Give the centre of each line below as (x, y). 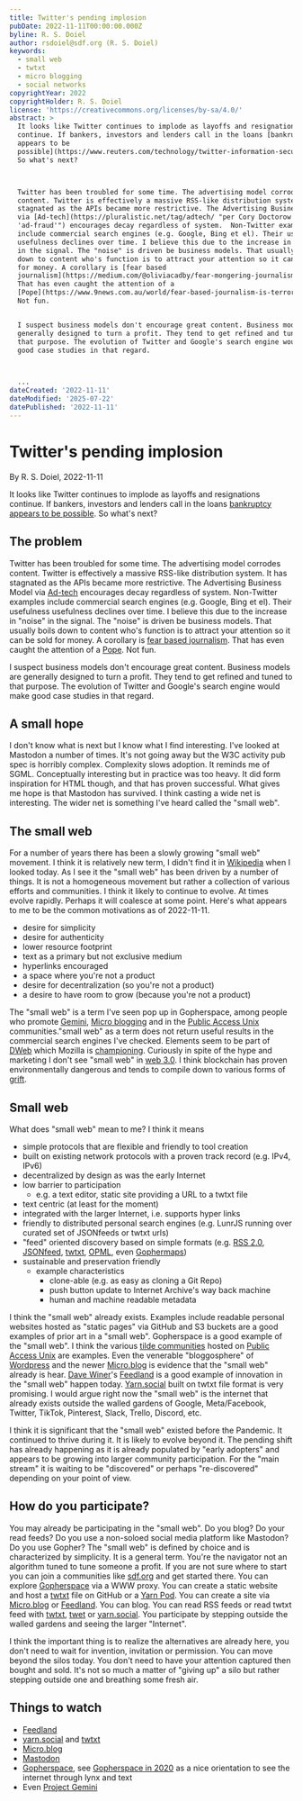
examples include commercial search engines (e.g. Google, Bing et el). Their (151, 602)
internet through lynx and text (77, 1777)
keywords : (28, 51)
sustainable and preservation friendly (91, 1261)
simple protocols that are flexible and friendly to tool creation (135, 1146)
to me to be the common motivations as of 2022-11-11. (110, 910)
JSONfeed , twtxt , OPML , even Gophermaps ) (104, 1252)
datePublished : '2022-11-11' (64, 407)
